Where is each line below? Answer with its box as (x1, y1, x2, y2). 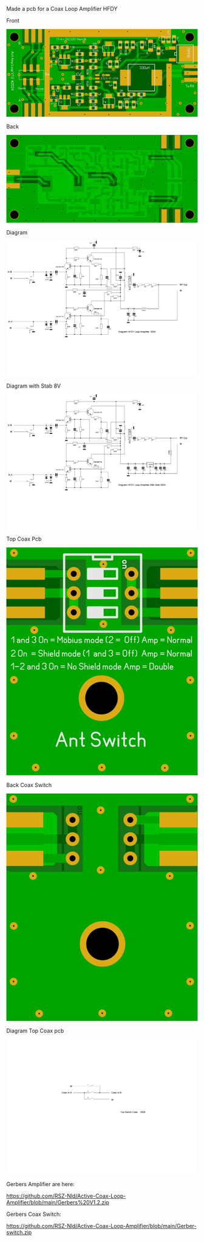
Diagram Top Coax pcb (6, 1027, 64, 1035)
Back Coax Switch (6, 781, 52, 789)
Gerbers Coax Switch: (6, 1210, 62, 1218)
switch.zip (6, 1229, 32, 1236)
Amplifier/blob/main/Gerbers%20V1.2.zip (6, 1199, 109, 1206)
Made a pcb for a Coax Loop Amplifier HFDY (6, 5, 118, 12)
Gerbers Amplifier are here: (6, 1181, 75, 1188)
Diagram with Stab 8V (6, 382, 61, 389)
